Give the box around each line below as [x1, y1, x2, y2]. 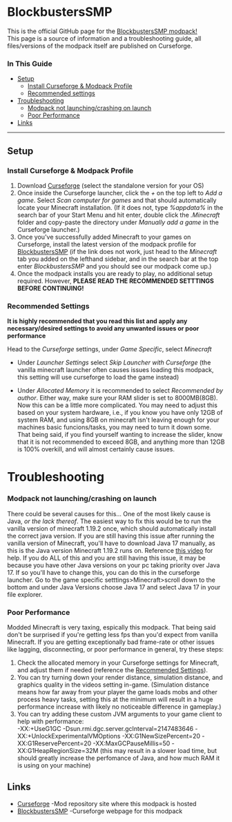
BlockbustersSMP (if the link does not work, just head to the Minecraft [17, 247, 217, 255]
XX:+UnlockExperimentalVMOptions [17, 732, 121, 740]
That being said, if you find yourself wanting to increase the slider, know [17, 431, 223, 439]
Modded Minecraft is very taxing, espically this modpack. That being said [7, 623, 216, 632]
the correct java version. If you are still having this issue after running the [7, 531, 215, 540]
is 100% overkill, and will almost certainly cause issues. [17, 445, 175, 453]
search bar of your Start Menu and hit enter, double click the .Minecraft [17, 211, 220, 219]
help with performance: [17, 717, 84, 725]
